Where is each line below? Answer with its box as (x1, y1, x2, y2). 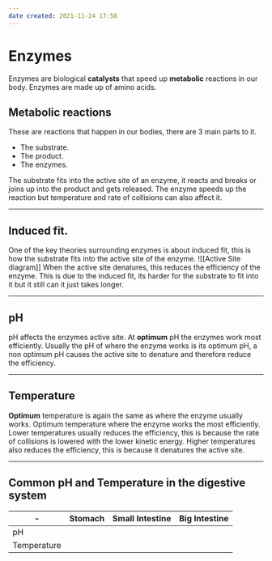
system (8, 489, 47, 503)
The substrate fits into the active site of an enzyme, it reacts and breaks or (8, 176, 257, 185)
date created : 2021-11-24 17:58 (8, 11, 117, 20)
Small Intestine (112, 512, 172, 524)
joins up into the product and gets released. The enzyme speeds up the (8, 184, 247, 194)
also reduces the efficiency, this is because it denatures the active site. (8, 444, 245, 454)
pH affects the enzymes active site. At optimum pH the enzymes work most (8, 333, 261, 342)
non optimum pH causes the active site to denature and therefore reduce (8, 350, 252, 359)
